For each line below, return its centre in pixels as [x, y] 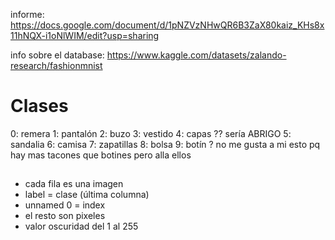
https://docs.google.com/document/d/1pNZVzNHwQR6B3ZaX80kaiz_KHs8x [167, 25]
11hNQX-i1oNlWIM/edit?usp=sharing [85, 35]
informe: [27, 14]
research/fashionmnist [56, 65]
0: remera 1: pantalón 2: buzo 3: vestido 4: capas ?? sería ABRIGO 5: [151, 133]
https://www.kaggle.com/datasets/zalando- [196, 55]
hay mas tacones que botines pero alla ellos [101, 155]
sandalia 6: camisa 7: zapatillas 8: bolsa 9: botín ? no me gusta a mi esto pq [165, 144]
